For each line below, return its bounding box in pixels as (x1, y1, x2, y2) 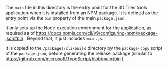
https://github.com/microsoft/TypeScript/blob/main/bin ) (5, 56, 124, 62)
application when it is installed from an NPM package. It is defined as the (5, 10, 158, 16)
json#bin (5, 35, 24, 41)
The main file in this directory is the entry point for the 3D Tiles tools (5, 5, 148, 10)
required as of (5, 30, 35, 36)
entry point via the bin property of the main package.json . (5, 15, 126, 21)
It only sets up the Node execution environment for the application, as (5, 25, 152, 31)
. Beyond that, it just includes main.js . (24, 35, 104, 41)
